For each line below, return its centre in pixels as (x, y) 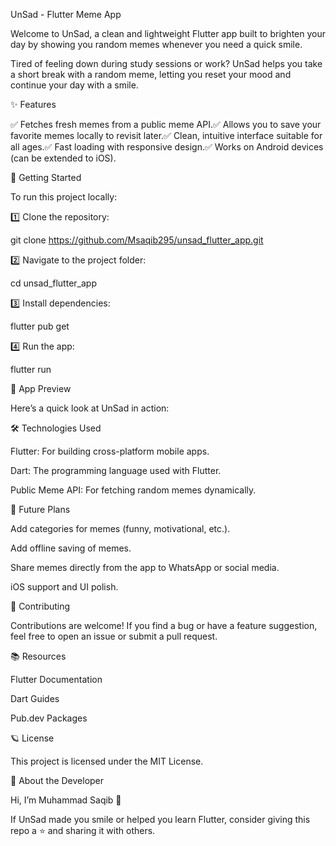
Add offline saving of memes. (71, 548)
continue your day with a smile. (74, 85)
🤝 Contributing (40, 606)
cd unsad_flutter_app (53, 283)
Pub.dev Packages (49, 718)
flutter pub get (40, 326)
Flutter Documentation (56, 679)
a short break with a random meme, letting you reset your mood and (151, 74)
